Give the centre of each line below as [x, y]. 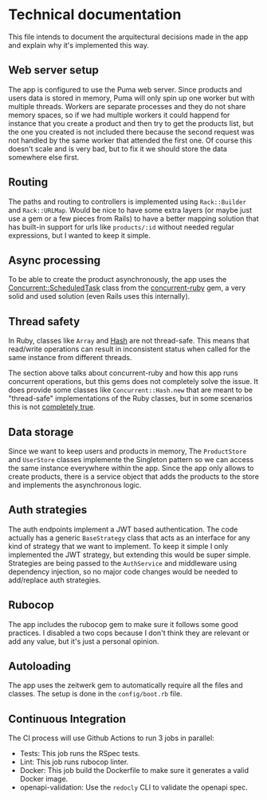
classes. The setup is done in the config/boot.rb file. [95, 694]
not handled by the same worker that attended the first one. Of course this [130, 140]
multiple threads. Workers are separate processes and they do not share [127, 106]
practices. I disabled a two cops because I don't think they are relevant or [129, 633]
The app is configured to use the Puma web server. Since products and [125, 89]
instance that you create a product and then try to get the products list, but [131, 123]
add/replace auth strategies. [55, 580]
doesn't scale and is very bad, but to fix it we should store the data [118, 148]
